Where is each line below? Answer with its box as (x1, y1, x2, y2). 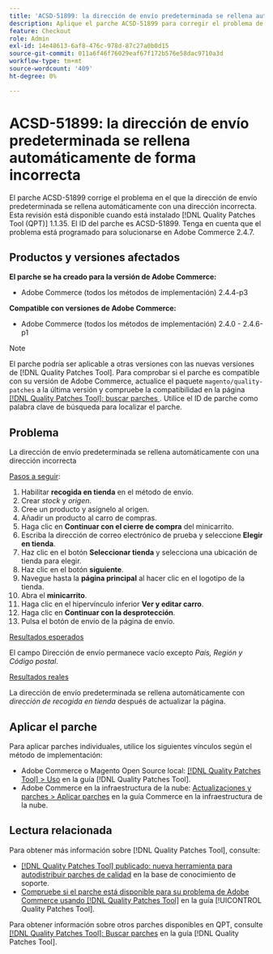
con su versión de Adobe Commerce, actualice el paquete (9, 376, 203, 386)
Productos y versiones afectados (9, 250, 181, 264)
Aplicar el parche (9, 720, 98, 734)
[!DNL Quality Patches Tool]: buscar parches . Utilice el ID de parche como (9, 394, 258, 404)
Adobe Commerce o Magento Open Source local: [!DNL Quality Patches (20, 766, 262, 775)
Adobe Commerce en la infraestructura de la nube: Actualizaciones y (20, 783, 252, 793)
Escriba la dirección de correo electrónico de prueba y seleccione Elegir (20, 530, 263, 540)
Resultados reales (9, 672, 70, 682)
